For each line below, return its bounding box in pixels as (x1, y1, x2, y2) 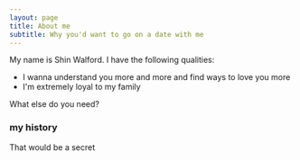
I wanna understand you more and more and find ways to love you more (22, 72, 291, 83)
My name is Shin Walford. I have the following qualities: (9, 55, 215, 66)
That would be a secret (9, 141, 96, 153)
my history (9, 121, 58, 134)
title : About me (9, 22, 70, 31)
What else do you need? (9, 99, 99, 110)
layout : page (9, 13, 59, 22)
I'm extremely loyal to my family (22, 82, 142, 93)
